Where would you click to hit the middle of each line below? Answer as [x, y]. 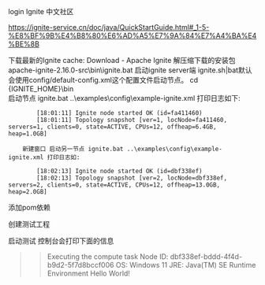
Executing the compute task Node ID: [108, 257]
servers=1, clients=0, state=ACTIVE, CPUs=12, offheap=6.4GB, [112, 127]
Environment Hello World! [88, 273]
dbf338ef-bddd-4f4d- [206, 257]
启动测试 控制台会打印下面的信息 [61, 241]
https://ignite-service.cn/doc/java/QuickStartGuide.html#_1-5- [109, 27]
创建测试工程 [29, 224]
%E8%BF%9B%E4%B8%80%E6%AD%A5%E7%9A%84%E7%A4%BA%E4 [132, 35]
